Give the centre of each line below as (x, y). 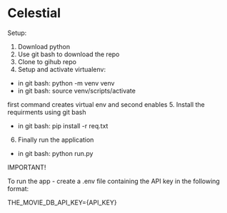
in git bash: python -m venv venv (66, 83)
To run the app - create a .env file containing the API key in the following (113, 181)
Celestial (34, 13)
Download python (44, 46)
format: (18, 188)
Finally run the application (56, 140)
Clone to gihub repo (47, 61)
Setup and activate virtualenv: (61, 69)
